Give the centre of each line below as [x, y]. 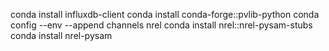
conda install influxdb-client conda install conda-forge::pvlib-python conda [165, 14]
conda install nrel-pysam [61, 35]
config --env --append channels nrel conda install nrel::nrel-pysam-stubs [161, 25]
